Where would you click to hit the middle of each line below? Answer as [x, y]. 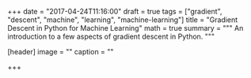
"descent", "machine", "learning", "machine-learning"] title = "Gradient [123, 20]
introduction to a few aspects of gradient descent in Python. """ [111, 36]
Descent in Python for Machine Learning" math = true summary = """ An [125, 28]
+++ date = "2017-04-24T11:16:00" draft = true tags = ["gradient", [115, 11]
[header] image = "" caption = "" [61, 52]
